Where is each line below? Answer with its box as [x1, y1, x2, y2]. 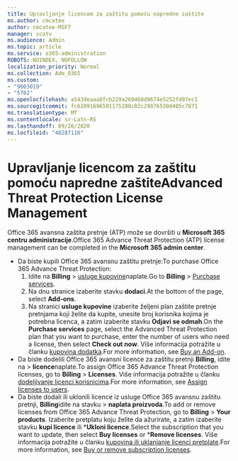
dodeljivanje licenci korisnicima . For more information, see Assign [17, 377, 208, 387]
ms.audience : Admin [7, 37, 65, 44]
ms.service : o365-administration [7, 50, 106, 57]
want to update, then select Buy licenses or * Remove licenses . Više [17, 431, 218, 439]
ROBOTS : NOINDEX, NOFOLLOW [7, 57, 87, 64]
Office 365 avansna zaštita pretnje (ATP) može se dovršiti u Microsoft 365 [7, 228, 225, 237]
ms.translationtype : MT [7, 109, 78, 116]
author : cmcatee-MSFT [7, 23, 72, 30]
